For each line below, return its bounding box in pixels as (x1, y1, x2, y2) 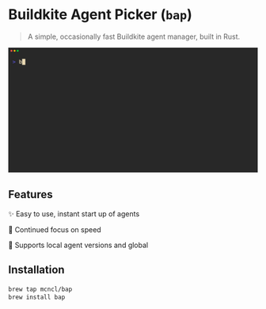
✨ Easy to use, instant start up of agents (8, 208, 140, 219)
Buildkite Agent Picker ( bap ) (8, 6, 192, 24)
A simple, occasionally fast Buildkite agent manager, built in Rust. (27, 32, 241, 41)
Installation (8, 263, 65, 277)
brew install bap (8, 293, 66, 302)
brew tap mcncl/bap (8, 285, 73, 293)
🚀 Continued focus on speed (8, 224, 101, 235)
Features (8, 188, 53, 201)
